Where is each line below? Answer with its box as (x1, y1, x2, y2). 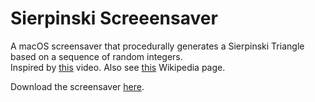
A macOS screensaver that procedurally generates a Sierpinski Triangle (10, 40, 305, 52)
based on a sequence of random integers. (10, 50, 183, 62)
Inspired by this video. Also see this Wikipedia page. (10, 61, 226, 73)
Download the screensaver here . (10, 80, 145, 92)
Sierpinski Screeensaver (10, 7, 218, 30)
